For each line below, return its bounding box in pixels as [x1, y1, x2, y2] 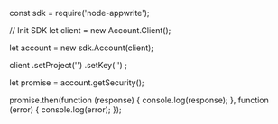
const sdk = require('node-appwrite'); [9, 8, 151, 18]
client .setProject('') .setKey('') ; [9, 60, 128, 70]
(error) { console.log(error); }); [9, 104, 122, 115]
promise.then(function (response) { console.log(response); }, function [9, 94, 269, 105]
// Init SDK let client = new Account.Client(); [9, 25, 171, 35]
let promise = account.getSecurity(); [9, 77, 144, 88]
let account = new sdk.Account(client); [9, 42, 154, 53]
